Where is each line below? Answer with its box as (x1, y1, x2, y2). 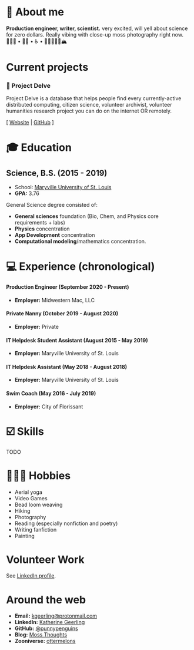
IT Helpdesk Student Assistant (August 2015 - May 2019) (6, 336, 148, 344)
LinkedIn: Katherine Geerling (14, 619, 85, 626)
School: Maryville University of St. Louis (14, 184, 112, 191)
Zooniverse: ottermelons (14, 638, 76, 645)
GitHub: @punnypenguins (14, 625, 78, 632)
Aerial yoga (14, 489, 43, 496)
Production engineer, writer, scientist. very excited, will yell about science (6, 25, 188, 32)
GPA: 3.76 (14, 190, 39, 197)
